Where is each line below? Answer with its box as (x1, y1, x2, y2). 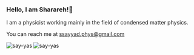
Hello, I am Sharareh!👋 (6, 5, 73, 14)
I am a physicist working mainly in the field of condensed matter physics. (6, 19, 189, 26)
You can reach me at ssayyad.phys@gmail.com (6, 30, 125, 38)
